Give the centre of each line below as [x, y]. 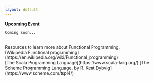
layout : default [22, 10]
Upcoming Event [23, 24]
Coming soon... [21, 32]
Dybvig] [104, 68]
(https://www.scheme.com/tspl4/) [39, 73]
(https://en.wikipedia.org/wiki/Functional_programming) [62, 57]
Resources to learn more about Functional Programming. [62, 47]
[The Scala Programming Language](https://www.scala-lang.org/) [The [77, 62]
